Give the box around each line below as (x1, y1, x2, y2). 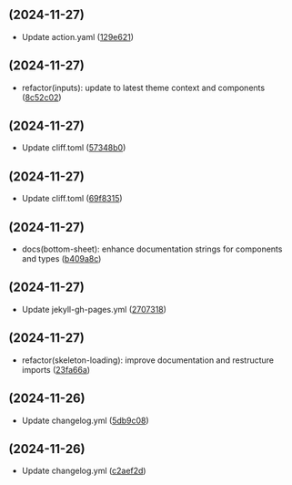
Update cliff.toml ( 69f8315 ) (21, 193, 124, 204)
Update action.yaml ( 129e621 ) (21, 31, 134, 42)
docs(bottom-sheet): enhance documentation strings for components (21, 243, 283, 254)
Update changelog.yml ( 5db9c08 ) (21, 415, 149, 426)
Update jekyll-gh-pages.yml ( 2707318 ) (21, 304, 167, 315)
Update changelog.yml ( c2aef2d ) (21, 465, 146, 477)
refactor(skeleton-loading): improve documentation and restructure (21, 355, 275, 366)
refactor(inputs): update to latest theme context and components (21, 82, 266, 93)
